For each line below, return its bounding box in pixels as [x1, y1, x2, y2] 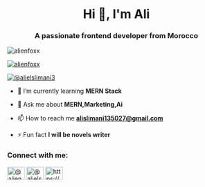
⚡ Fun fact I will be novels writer [17, 131, 111, 139]
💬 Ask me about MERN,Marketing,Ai [17, 100, 123, 109]
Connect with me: [7, 150, 69, 160]
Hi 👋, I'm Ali [82, 6, 150, 22]
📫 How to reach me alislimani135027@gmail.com [17, 114, 163, 123]
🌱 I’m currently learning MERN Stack [17, 87, 123, 96]
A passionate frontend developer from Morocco [34, 31, 199, 41]
